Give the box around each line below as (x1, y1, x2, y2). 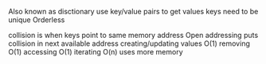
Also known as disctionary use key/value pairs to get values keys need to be (8, 7, 259, 16)
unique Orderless (8, 15, 65, 24)
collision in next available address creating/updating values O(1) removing (8, 39, 251, 48)
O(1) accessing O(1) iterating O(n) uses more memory (8, 47, 183, 56)
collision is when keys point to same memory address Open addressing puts (8, 31, 259, 40)
